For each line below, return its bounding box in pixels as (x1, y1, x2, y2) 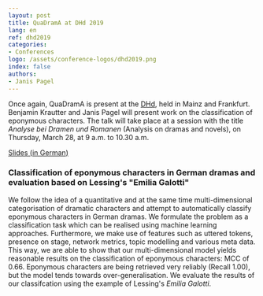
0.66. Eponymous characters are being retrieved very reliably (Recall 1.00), (8, 261, 250, 272)
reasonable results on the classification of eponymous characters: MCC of (8, 253, 250, 263)
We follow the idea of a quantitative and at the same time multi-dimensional (8, 194, 253, 205)
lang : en (8, 26, 37, 34)
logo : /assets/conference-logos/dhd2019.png (8, 56, 157, 64)
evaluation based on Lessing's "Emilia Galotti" (8, 177, 190, 188)
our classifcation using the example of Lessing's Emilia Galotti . (8, 279, 212, 288)
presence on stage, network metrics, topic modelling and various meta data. (8, 237, 256, 246)
